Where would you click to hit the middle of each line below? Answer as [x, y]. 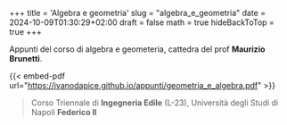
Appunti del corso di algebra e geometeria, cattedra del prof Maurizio [137, 49]
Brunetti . [26, 58]
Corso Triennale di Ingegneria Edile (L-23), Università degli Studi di [155, 103]
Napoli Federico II [64, 112]
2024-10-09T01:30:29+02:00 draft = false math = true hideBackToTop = [142, 22]
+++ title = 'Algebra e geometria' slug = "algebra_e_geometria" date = [137, 13]
